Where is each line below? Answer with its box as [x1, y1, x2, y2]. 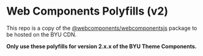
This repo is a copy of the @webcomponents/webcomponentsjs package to [6, 24, 197, 32]
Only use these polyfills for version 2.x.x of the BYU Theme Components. [6, 43, 197, 50]
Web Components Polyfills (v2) [6, 4, 168, 18]
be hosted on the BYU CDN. [6, 30, 77, 38]
